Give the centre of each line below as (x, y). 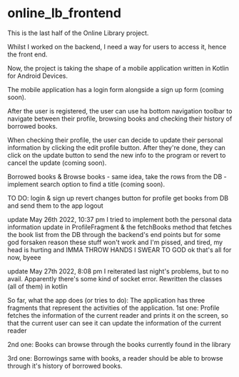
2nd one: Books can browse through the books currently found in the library (119, 344)
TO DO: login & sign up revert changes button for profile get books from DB (118, 198)
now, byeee (24, 257)
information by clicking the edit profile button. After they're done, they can (117, 147)
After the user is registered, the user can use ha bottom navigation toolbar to (120, 111)
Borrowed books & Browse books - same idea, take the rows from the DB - (117, 176)
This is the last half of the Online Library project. (78, 33)
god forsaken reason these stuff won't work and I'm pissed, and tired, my (115, 242)
